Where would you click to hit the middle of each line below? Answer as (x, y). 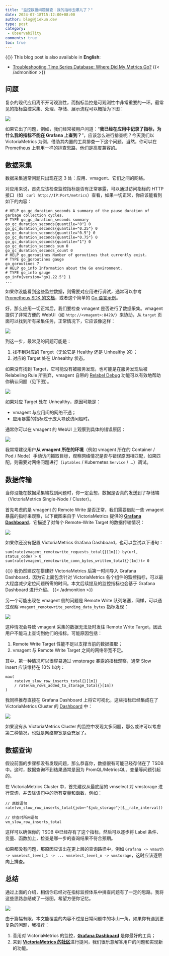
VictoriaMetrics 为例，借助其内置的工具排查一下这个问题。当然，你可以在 (81, 141)
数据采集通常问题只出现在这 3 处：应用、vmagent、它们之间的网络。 (76, 178)
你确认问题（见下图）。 (28, 381)
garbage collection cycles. (35, 215)
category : (16, 29)
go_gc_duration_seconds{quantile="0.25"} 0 (52, 229)
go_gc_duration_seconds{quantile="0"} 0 (48, 224)
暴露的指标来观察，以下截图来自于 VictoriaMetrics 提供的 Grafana (73, 516)
